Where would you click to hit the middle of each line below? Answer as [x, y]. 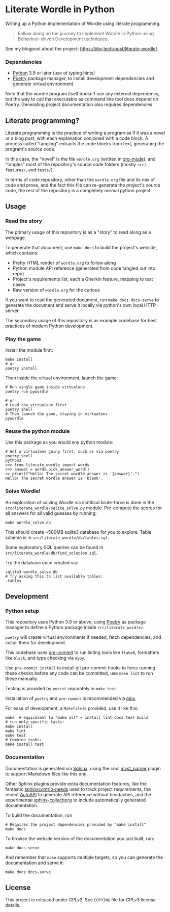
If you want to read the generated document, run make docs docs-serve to [82, 300]
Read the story [24, 221]
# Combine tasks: [24, 740]
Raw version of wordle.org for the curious [56, 290]
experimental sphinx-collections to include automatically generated [76, 800]
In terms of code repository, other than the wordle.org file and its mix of [80, 180]
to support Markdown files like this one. [46, 774]
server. [13, 310]
